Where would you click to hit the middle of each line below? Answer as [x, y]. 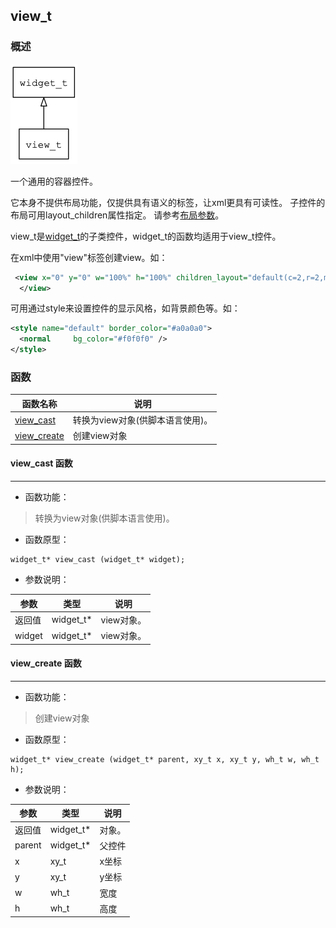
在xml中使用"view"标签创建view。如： [89, 257]
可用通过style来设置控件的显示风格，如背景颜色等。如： [125, 308]
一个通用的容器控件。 [54, 181]
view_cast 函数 [41, 463]
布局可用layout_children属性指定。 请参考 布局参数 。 [117, 215]
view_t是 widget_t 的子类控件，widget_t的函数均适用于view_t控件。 [146, 236]
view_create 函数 [46, 663]
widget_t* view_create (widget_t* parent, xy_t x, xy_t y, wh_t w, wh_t [165, 759]
